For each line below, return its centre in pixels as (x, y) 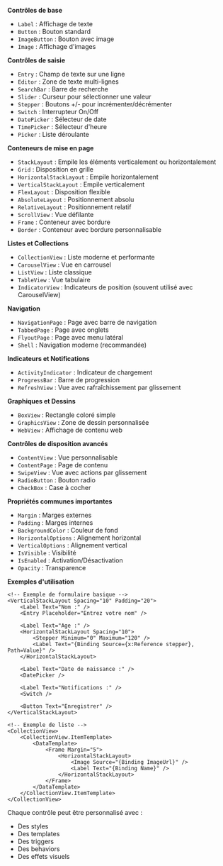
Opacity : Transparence (52, 568)
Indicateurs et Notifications (48, 359)
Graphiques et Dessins (41, 401)
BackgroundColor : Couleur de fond (68, 530)
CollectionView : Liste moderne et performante (86, 257)
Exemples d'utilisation (41, 582)
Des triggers (36, 841)
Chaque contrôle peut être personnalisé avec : (75, 812)
